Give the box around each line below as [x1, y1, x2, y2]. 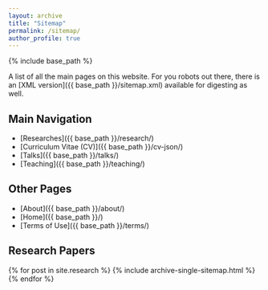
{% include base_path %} [8, 56, 93, 66]
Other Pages [8, 182, 72, 196]
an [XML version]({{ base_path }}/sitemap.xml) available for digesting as [8, 80, 248, 90]
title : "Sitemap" [8, 19, 67, 27]
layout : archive [8, 11, 63, 20]
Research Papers [8, 244, 95, 258]
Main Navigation [8, 112, 92, 125]
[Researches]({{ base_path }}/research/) [19, 133, 154, 143]
